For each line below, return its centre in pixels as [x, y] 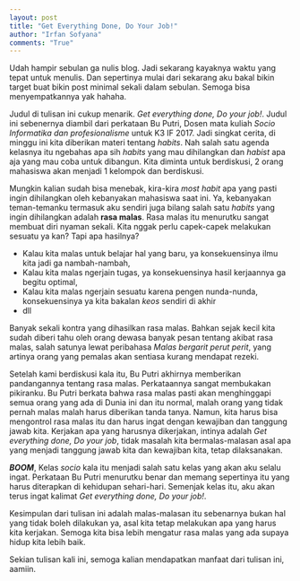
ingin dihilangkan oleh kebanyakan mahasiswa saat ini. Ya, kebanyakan [140, 198]
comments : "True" [42, 43]
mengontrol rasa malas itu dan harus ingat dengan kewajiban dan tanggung [149, 421]
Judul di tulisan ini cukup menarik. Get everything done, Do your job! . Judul [148, 114]
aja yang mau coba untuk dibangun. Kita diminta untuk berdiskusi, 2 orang [146, 161]
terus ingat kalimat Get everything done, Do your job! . [108, 496]
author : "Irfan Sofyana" [56, 34]
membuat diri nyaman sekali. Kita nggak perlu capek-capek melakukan [140, 227]
